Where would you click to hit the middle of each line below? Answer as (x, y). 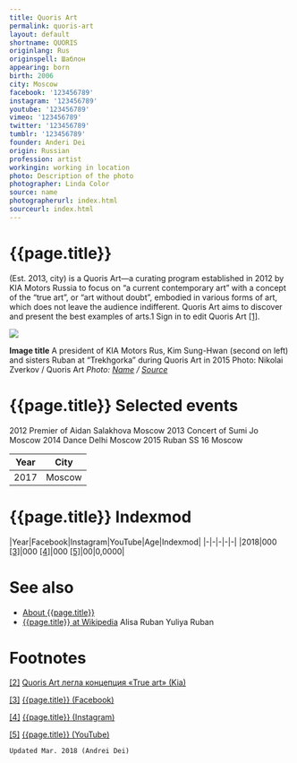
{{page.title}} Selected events (124, 405)
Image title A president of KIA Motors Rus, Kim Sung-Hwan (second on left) (149, 350)
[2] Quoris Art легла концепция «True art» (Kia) (98, 682)
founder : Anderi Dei (48, 142)
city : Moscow (34, 84)
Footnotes (48, 658)
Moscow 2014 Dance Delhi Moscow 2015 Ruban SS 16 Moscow (126, 440)
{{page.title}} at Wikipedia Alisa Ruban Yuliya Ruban (118, 622)
